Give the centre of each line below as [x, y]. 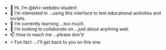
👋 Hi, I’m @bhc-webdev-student [43, 8]
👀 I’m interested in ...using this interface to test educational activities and [86, 13]
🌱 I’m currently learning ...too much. [47, 23]
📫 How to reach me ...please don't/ [47, 34]
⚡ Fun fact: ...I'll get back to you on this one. [56, 42]
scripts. [18, 18]
